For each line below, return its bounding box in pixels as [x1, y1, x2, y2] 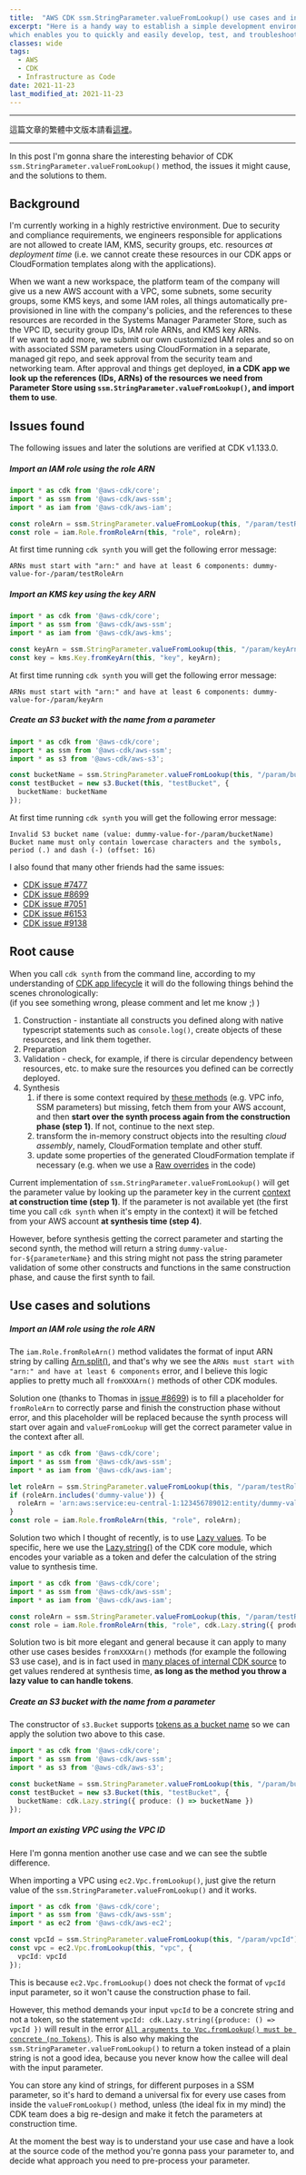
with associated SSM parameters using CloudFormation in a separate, [9, 344, 271, 355]
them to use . [9, 392, 58, 403]
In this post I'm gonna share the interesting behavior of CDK [9, 151, 233, 162]
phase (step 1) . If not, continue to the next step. [35, 1120, 215, 1131]
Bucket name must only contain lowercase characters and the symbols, [9, 837, 282, 847]
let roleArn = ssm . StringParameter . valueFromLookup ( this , [9, 1481, 233, 1491]
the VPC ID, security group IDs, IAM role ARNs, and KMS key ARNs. [9, 324, 262, 336]
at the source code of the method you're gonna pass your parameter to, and [9, 2145, 295, 2156]
